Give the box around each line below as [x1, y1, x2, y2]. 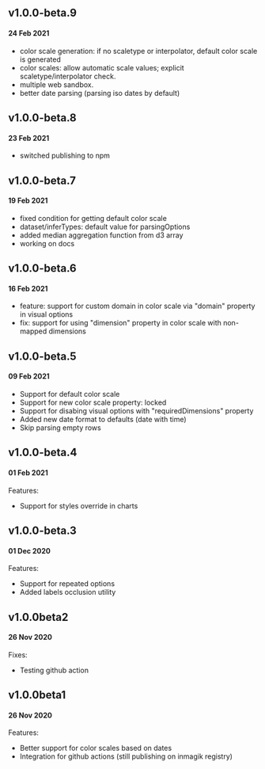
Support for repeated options [19, 579, 115, 588]
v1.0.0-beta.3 [8, 523, 77, 537]
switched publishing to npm [19, 150, 111, 161]
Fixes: [8, 649, 28, 660]
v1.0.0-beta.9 [8, 6, 78, 20]
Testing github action [19, 665, 89, 675]
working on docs [19, 238, 75, 248]
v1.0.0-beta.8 [8, 111, 77, 124]
